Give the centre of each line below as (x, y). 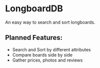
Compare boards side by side (42, 55)
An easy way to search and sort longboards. (50, 22)
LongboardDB (34, 9)
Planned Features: (34, 38)
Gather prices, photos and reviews (48, 60)
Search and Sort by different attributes (51, 49)
